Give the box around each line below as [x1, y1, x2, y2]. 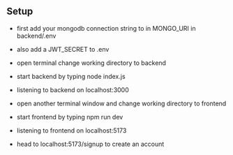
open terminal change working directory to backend [16, 59, 167, 67]
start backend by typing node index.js [16, 72, 126, 80]
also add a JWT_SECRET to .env [16, 45, 110, 53]
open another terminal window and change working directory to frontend [16, 99, 227, 108]
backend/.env [16, 31, 57, 40]
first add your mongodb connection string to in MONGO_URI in [16, 24, 196, 32]
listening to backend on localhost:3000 [16, 85, 130, 94]
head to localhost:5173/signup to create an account [16, 140, 165, 148]
